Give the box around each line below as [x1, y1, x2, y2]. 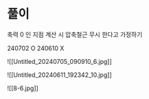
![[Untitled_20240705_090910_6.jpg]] [7, 57, 112, 65]
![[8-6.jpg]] [7, 84, 39, 92]
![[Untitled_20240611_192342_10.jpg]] [7, 70, 112, 79]
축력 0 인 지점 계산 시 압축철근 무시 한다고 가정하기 [7, 30, 143, 38]
